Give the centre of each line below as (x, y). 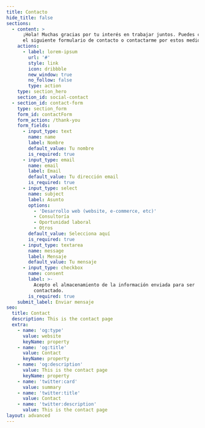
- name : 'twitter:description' (57, 404)
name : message (46, 251)
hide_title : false (30, 18)
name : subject (46, 194)
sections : (19, 23)
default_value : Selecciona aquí (70, 234)
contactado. (49, 290)
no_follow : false (50, 80)
